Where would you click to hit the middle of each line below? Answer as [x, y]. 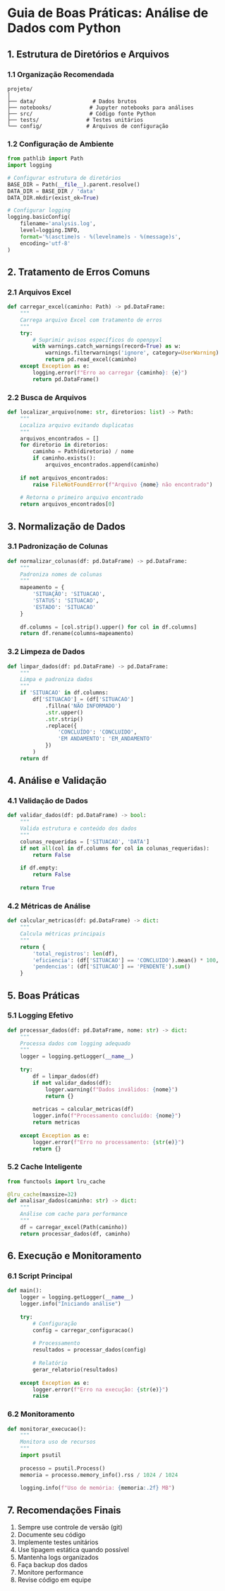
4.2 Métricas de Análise [49, 906]
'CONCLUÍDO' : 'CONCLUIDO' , [97, 732]
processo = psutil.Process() [63, 1468]
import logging [30, 165]
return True [37, 888]
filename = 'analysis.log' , [58, 224]
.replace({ [61, 726]
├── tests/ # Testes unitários [75, 120]
